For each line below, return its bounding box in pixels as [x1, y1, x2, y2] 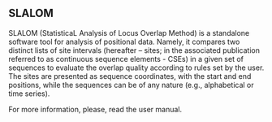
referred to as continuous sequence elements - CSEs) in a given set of [8, 54, 244, 63]
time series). [8, 89, 50, 98]
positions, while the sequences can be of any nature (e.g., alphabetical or [8, 80, 254, 89]
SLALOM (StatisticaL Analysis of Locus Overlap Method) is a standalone [8, 28, 250, 37]
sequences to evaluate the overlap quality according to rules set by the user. [8, 63, 265, 72]
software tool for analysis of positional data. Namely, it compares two [8, 37, 240, 46]
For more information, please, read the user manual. [8, 104, 183, 114]
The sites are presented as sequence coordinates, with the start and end [8, 71, 252, 81]
